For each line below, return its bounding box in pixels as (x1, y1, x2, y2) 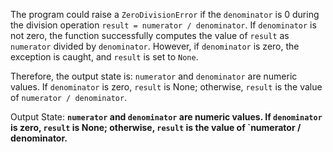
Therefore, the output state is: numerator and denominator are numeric (10, 70, 298, 82)
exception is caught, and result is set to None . (10, 51, 199, 63)
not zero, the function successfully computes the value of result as (10, 30, 290, 41)
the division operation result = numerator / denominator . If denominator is (10, 19, 317, 31)
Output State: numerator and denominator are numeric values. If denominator (10, 111, 323, 123)
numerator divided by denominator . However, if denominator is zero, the (10, 40, 300, 52)
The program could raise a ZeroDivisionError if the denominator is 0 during (10, 9, 320, 20)
